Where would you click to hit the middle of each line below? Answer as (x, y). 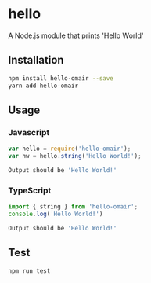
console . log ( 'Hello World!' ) (56, 214)
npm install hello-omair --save (61, 78)
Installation (36, 60)
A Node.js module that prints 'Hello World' (76, 35)
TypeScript (30, 190)
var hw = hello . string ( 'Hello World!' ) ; (75, 156)
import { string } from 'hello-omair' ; (73, 207)
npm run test (29, 271)
